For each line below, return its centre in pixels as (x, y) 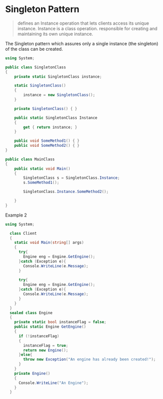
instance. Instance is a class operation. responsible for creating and (88, 28)
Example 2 (16, 215)
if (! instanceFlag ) (39, 336)
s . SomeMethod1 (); (41, 183)
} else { (25, 355)
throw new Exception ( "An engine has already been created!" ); (90, 360)
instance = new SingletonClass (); (59, 95)
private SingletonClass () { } (46, 109)
